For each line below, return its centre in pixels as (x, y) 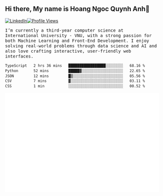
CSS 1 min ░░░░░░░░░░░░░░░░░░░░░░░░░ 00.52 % (75, 86)
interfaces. (19, 56)
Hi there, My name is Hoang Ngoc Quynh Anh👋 (77, 9)
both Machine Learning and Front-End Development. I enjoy (77, 40)
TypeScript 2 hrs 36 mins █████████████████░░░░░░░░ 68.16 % (75, 66)
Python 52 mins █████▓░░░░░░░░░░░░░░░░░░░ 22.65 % (75, 71)
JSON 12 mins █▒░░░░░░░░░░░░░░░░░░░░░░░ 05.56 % (75, 76)
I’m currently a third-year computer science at (64, 30)
